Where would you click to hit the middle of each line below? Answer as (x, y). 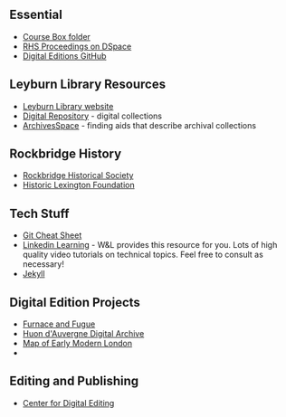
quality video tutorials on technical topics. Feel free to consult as (143, 255)
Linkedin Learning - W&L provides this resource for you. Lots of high (150, 245)
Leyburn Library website (68, 106)
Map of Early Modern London (77, 344)
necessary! (43, 264)
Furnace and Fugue (59, 324)
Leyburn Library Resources (87, 85)
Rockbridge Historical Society (78, 175)
